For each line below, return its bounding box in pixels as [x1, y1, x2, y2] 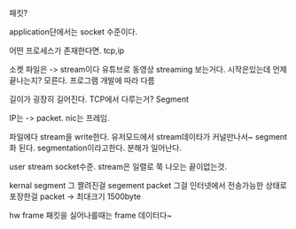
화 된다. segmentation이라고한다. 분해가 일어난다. [9, 142, 183, 153]
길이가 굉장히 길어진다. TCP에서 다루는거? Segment [9, 94, 189, 104]
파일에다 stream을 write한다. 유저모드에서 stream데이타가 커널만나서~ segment [9, 132, 288, 141]
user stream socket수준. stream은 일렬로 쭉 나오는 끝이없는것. [9, 162, 228, 172]
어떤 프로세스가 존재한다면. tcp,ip [9, 45, 125, 56]
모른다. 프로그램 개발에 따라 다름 [43, 75, 155, 86]
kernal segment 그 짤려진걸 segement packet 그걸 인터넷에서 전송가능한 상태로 [9, 180, 288, 190]
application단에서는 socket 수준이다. [9, 27, 138, 37]
